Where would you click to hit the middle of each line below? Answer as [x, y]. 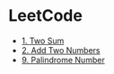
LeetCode [45, 16]
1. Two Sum [43, 41]
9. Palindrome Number [63, 60]
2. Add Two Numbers [61, 50]
